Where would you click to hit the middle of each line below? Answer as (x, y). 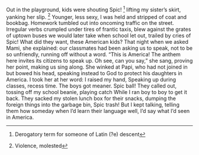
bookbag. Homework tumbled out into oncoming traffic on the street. (90, 23)
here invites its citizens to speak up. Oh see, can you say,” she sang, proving (99, 61)
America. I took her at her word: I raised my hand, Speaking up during (91, 80)
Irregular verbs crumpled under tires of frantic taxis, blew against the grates (99, 30)
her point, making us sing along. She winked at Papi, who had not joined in (97, 67)
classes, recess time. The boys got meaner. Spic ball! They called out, (91, 86)
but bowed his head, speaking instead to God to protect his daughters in (94, 73)
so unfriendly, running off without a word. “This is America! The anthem (93, 54)
